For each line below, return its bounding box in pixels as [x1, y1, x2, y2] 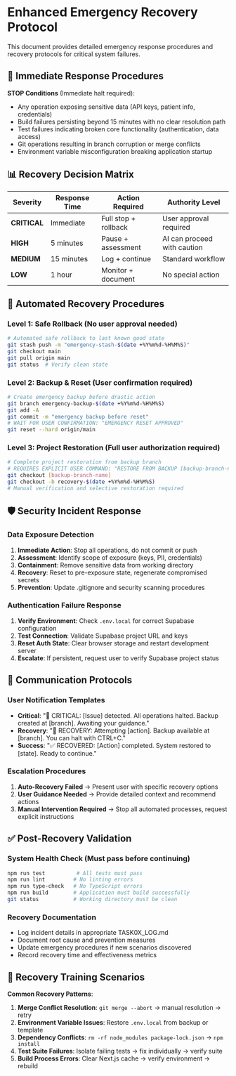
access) [17, 132, 41, 140]
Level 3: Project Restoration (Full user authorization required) [7, 443, 221, 453]
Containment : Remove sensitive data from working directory [17, 560, 194, 569]
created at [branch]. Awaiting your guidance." [17, 719, 150, 727]
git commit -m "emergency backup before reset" [7, 413, 150, 420]
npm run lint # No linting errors [7, 876, 133, 884]
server [17, 646, 37, 655]
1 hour [50, 270, 72, 280]
